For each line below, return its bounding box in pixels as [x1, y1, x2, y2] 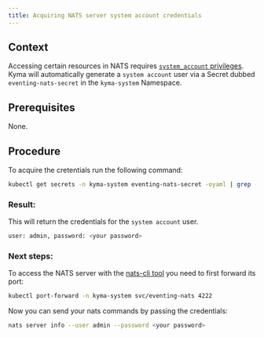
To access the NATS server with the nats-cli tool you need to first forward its [8, 269, 256, 278]
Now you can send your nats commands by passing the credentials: [8, 306, 228, 316]
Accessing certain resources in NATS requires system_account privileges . [8, 61, 244, 71]
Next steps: [8, 251, 53, 262]
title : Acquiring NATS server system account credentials [8, 11, 202, 20]
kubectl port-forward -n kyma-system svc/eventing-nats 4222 [8, 292, 213, 300]
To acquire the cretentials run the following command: [8, 166, 183, 175]
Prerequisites [8, 101, 75, 114]
